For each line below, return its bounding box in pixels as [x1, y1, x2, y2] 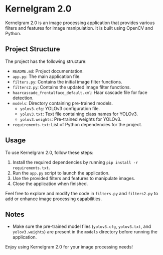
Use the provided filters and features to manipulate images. [12, 175, 135, 181]
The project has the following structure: [5, 58, 87, 64]
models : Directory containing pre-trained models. [12, 100, 113, 106]
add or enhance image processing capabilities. [5, 196, 102, 202]
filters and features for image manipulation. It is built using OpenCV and [5, 25, 153, 31]
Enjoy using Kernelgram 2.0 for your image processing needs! [5, 244, 133, 250]
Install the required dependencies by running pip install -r [12, 159, 138, 165]
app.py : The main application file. [12, 73, 81, 79]
